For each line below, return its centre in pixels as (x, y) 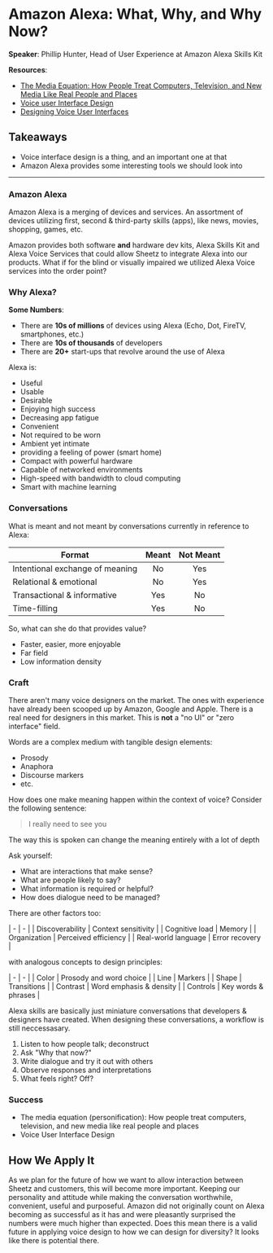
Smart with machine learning (68, 487)
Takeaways (38, 137)
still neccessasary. (39, 1028)
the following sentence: (48, 808)
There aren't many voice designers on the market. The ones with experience (136, 700)
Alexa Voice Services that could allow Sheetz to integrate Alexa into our (128, 254)
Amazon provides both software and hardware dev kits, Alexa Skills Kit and (134, 245)
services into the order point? (58, 271)
